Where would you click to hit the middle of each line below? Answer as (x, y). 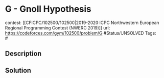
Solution (18, 70)
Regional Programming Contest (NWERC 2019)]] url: (58, 27)
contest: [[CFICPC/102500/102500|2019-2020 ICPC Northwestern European (82, 23)
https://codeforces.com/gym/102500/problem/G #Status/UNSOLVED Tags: (81, 33)
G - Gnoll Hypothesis (48, 9)
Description (23, 54)
